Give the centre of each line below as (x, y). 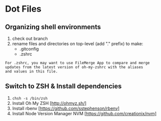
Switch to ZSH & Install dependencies (63, 86)
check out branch (30, 38)
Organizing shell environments (53, 27)
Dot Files (23, 9)
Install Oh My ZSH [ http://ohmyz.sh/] (49, 103)
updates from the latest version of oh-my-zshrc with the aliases (74, 67)
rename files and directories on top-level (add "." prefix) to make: (78, 44)
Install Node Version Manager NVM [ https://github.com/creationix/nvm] (84, 113)
